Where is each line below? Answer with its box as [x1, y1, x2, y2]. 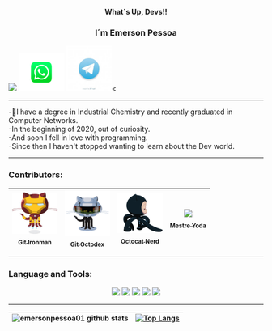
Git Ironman [17, 238, 53, 246]
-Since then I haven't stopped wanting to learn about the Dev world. [8, 142, 235, 151]
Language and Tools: [8, 269, 93, 280]
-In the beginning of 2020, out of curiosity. [8, 125, 151, 134]
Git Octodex [70, 240, 105, 248]
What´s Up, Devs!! [104, 7, 168, 16]
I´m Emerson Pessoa [94, 27, 178, 38]
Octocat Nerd [121, 237, 159, 245]
